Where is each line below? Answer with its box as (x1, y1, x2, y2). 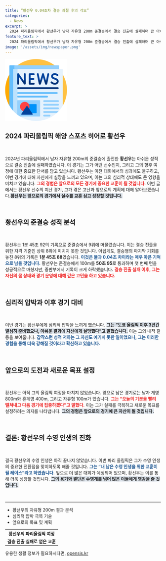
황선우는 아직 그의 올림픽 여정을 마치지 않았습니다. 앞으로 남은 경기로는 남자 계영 (5, 390, 160, 396)
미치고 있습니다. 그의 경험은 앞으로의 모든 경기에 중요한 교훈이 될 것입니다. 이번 (5, 180, 155, 186)
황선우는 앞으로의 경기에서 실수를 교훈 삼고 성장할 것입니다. (10, 193, 123, 199)
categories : (5, 13, 30, 18)
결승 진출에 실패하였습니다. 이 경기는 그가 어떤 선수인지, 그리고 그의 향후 (14, 161, 153, 168)
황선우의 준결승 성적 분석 (5, 218, 76, 226)
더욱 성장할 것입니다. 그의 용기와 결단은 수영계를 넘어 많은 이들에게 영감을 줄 (10, 476, 155, 482)
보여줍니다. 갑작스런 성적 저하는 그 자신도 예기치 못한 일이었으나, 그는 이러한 (14, 334, 159, 340)
